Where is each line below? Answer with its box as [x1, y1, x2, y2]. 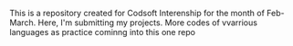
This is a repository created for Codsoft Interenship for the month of [9, 8, 265, 18]
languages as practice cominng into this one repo [9, 27, 196, 37]
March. [9, 17, 37, 28]
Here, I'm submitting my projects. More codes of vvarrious [37, 17, 258, 28]
